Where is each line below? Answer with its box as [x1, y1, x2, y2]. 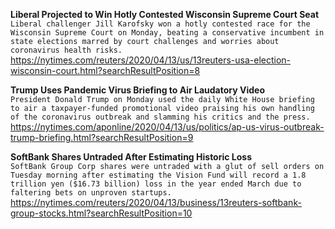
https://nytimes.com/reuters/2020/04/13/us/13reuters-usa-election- [10, 54, 292, 66]
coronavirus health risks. [10, 45, 123, 55]
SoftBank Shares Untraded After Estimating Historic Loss [10, 151, 252, 163]
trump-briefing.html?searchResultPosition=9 [10, 132, 194, 143]
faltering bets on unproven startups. [10, 188, 172, 198]
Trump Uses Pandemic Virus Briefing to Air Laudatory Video [10, 84, 265, 96]
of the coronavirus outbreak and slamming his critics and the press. [10, 112, 311, 122]
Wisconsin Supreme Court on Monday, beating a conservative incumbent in [10, 28, 325, 38]
